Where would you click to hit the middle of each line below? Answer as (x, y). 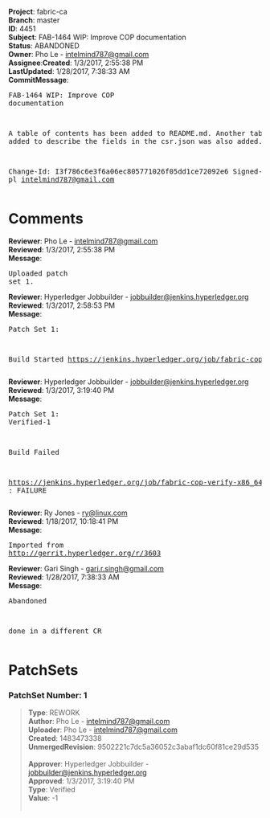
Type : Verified (52, 790)
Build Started (36, 359)
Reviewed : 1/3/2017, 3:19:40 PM (61, 390)
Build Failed (34, 452)
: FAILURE (27, 490)
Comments (46, 219)
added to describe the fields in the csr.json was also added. (135, 141)
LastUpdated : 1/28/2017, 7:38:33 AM (69, 71)
